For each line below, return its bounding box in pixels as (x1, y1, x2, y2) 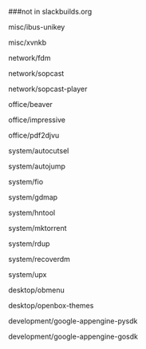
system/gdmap (8, 192, 58, 202)
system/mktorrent (8, 224, 67, 232)
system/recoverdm (8, 255, 70, 264)
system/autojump (8, 161, 66, 171)
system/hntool (8, 208, 56, 217)
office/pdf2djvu (8, 131, 60, 140)
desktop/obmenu (8, 285, 65, 295)
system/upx (8, 270, 47, 279)
